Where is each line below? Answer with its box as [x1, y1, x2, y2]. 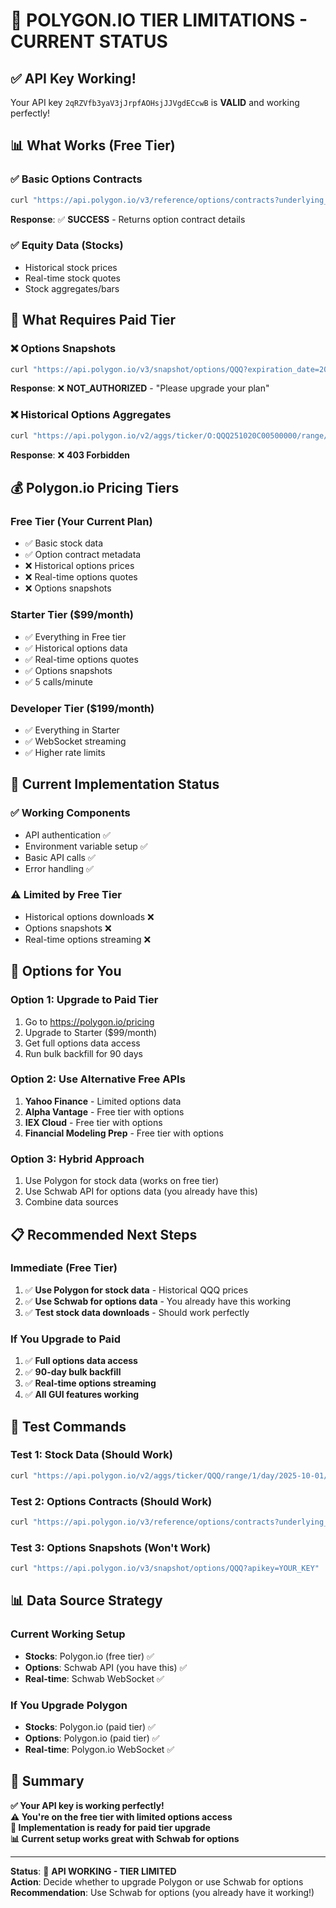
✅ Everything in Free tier [24, 630, 127, 643]
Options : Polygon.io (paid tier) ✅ [24, 1732, 160, 1744]
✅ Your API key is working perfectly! [10, 1799, 165, 1811]
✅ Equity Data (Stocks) [10, 239, 124, 253]
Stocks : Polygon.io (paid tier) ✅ [24, 1721, 156, 1733]
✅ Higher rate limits [24, 746, 106, 758]
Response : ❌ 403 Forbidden [10, 449, 130, 461]
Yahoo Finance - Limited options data [24, 1095, 182, 1107]
